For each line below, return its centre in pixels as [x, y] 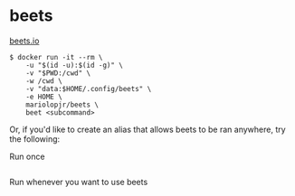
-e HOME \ [44, 97]
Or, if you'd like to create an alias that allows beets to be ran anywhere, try [148, 129]
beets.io [24, 41]
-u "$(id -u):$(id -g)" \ [75, 65]
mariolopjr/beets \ [62, 105]
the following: [35, 139]
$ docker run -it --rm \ [56, 57]
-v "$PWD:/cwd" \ [58, 73]
